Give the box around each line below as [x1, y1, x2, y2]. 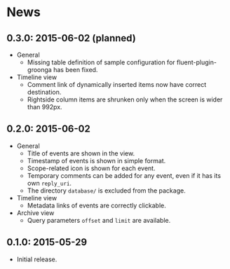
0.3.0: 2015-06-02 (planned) [6, 32, 136, 44]
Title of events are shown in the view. [27, 149, 135, 158]
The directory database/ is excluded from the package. [27, 186, 187, 195]
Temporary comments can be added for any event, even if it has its [27, 171, 222, 179]
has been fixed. [53, 66, 98, 74]
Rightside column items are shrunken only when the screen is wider [27, 95, 223, 104]
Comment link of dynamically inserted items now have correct [27, 81, 207, 88]
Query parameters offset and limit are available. [27, 216, 171, 224]
